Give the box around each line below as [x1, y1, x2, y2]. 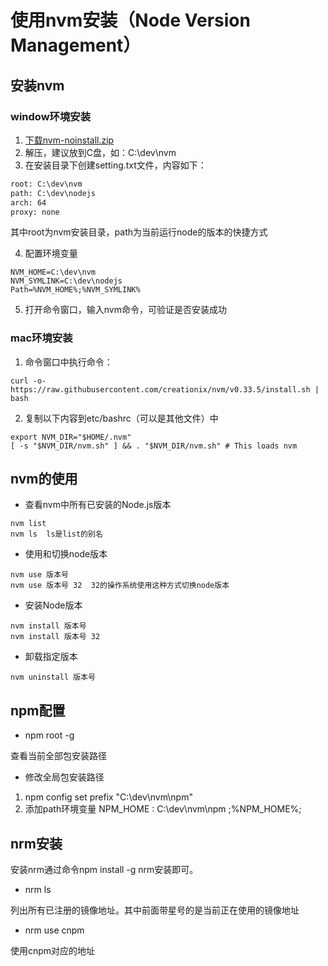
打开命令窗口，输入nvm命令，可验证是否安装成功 [24, 304, 227, 316]
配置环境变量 [24, 247, 78, 260]
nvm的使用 [10, 471, 78, 488]
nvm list [10, 519, 47, 529]
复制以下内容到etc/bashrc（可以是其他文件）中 [24, 412, 219, 424]
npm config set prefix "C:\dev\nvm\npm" [24, 791, 193, 803]
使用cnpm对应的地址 [10, 945, 96, 957]
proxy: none [10, 207, 60, 217]
